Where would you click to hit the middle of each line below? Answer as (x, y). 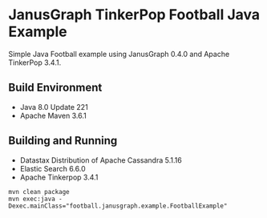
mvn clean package (39, 192)
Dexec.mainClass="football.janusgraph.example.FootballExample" (118, 206)
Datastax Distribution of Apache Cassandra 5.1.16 (101, 160)
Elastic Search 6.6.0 (53, 168)
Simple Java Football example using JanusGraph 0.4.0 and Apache (119, 54)
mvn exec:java (32, 199)
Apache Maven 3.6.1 (53, 115)
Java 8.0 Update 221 (54, 107)
